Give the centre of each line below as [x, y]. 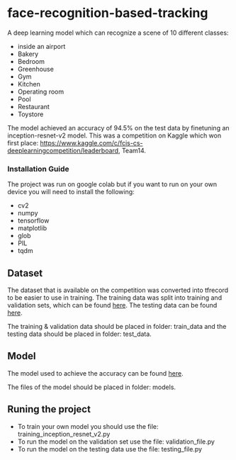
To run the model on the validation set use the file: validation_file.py [116, 442]
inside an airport [41, 46]
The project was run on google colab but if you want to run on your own [112, 184]
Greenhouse [36, 69]
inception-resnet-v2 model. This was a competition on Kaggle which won [114, 135]
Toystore [30, 114]
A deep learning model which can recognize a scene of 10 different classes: [118, 33]
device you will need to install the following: [71, 192]
